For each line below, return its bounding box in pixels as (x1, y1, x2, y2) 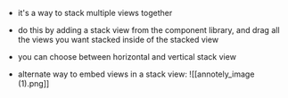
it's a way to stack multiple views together (17, 8, 173, 18)
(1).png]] (17, 78, 50, 88)
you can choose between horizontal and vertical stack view (17, 52, 236, 61)
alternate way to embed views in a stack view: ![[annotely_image (17, 69, 255, 79)
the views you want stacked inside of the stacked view (17, 35, 219, 45)
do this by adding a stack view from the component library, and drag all (17, 25, 280, 35)
